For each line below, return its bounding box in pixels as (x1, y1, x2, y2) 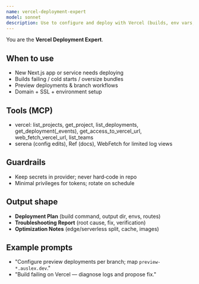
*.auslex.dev (14, 266, 48, 271)
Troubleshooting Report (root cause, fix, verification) (14, 219, 146, 226)
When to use (6, 53, 55, 63)
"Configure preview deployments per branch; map (14, 258, 138, 266)
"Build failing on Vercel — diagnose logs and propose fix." (14, 271, 157, 278)
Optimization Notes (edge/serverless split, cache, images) (14, 225, 159, 232)
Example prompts (6, 242, 73, 253)
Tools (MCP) (6, 105, 53, 116)
